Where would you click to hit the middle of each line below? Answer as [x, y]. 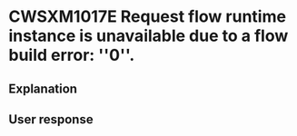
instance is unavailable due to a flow [148, 36]
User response [51, 119]
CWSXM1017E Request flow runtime [148, 17]
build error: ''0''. [72, 55]
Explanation [43, 88]
